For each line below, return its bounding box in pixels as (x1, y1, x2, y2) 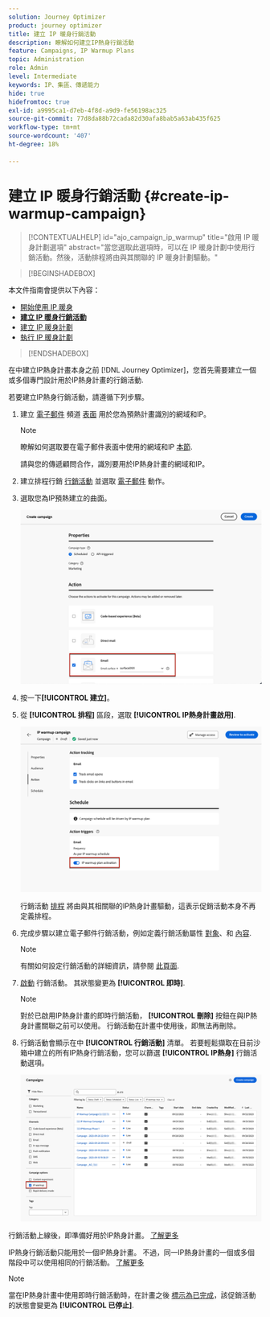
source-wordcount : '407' (8, 132, 92, 140)
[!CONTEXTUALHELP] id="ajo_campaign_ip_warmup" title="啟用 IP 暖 (27, 232, 260, 241)
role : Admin (8, 64, 48, 72)
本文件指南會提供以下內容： (8, 285, 100, 294)
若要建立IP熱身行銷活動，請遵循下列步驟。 (8, 392, 149, 401)
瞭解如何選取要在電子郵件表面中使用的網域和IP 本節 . (19, 442, 193, 451)
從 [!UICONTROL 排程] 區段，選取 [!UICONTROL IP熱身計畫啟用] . (19, 710, 236, 719)
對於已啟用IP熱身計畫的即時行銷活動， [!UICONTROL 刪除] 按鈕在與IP (19, 1010, 251, 1021)
